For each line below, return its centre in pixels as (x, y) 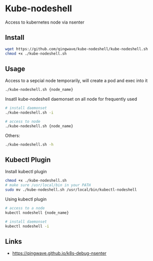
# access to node (23, 121)
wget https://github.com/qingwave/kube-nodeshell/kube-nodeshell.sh (76, 49)
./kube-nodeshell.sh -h (29, 145)
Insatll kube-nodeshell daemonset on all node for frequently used (71, 99)
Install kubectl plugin (26, 172)
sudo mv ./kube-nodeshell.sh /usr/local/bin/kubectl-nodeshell (71, 190)
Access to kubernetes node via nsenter (45, 22)
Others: (13, 135)
